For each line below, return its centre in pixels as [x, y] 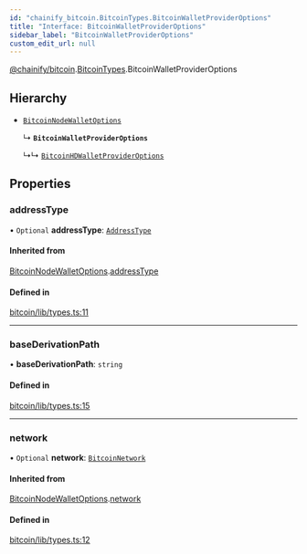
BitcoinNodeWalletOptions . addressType [84, 271]
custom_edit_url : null [53, 43]
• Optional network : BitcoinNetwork [78, 457]
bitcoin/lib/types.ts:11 [49, 312]
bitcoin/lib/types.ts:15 [50, 405]
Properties [40, 184]
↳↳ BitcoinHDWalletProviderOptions [93, 155]
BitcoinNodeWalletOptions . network [75, 499]
